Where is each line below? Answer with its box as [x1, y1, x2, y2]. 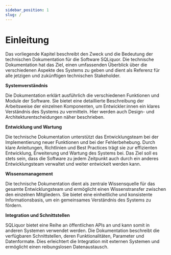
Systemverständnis [5, 83, 48, 89]
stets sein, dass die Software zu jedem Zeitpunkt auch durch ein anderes [5, 156, 159, 162]
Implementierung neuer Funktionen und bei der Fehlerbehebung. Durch [5, 139, 156, 145]
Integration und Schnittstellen [5, 212, 70, 218]
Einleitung [5, 34, 50, 46]
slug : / [5, 12, 22, 17]
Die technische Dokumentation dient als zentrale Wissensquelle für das [5, 181, 155, 187]
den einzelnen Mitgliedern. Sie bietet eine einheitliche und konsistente [5, 192, 153, 198]
